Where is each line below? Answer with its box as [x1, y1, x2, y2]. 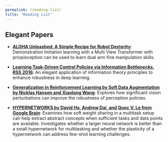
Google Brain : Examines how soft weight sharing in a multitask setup [12, 110, 154, 116]
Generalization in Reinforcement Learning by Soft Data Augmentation [12, 84, 160, 90]
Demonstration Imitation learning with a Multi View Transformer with [12, 49, 153, 55]
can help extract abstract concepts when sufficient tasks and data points [12, 115, 163, 121]
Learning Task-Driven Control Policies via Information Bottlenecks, [12, 64, 154, 70]
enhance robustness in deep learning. [12, 74, 91, 80]
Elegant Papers [5, 30, 53, 39]
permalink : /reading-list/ [5, 7, 61, 12]
